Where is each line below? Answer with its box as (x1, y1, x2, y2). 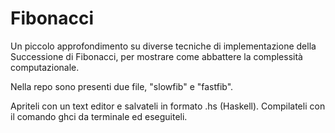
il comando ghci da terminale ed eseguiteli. (10, 110, 188, 122)
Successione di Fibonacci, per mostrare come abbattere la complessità (10, 50, 303, 62)
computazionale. (10, 61, 80, 73)
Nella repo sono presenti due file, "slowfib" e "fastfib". (10, 80, 234, 92)
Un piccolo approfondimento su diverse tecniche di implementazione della (10, 40, 317, 52)
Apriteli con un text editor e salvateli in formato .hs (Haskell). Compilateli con (10, 100, 326, 112)
